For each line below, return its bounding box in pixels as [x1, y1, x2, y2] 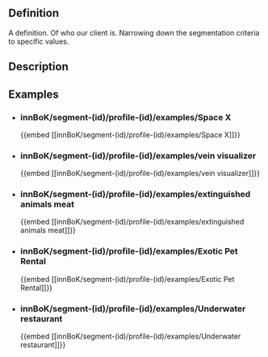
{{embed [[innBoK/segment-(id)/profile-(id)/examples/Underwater [19, 331, 241, 342]
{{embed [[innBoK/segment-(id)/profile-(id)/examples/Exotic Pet [19, 274, 235, 283]
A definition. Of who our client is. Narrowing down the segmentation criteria [8, 27, 260, 37]
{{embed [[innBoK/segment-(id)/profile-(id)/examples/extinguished [19, 217, 245, 227]
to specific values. [8, 36, 69, 46]
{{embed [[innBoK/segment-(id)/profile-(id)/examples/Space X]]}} [19, 129, 241, 140]
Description [8, 60, 69, 73]
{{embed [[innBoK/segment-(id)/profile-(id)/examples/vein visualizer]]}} [19, 169, 261, 178]
